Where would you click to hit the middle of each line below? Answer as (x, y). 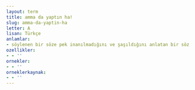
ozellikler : (21, 50)
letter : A (18, 28)
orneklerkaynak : (26, 72)
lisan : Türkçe (24, 34)
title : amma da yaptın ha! (39, 17)
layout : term (22, 12)
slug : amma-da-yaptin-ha (37, 22)
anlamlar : (18, 39)
